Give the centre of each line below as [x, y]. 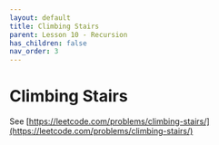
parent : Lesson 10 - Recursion [69, 34]
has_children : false [49, 43]
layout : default [40, 18]
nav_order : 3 [34, 52]
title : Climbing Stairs [55, 26]
